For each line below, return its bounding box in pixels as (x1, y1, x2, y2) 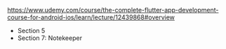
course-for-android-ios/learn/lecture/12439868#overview (7, 13, 175, 21)
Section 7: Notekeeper (17, 34, 83, 42)
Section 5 (17, 27, 46, 35)
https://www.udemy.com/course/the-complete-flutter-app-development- (7, 6, 219, 14)
